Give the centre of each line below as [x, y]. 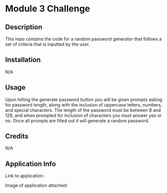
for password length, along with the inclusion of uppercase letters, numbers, [84, 104]
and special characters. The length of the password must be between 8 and [83, 110]
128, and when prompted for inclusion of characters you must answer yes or [83, 115]
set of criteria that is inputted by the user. [48, 44]
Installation [23, 60]
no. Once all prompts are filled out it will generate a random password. [77, 120]
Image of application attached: [37, 186]
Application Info [31, 164]
